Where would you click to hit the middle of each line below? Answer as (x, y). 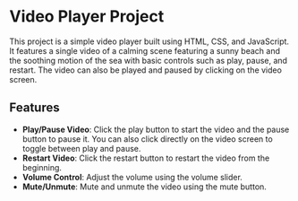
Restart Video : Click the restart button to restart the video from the (146, 158)
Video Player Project (87, 17)
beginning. (42, 167)
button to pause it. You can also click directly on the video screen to (147, 139)
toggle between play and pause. (81, 148)
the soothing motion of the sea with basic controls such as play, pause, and (149, 60)
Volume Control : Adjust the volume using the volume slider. (132, 177)
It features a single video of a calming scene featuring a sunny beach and (145, 50)
